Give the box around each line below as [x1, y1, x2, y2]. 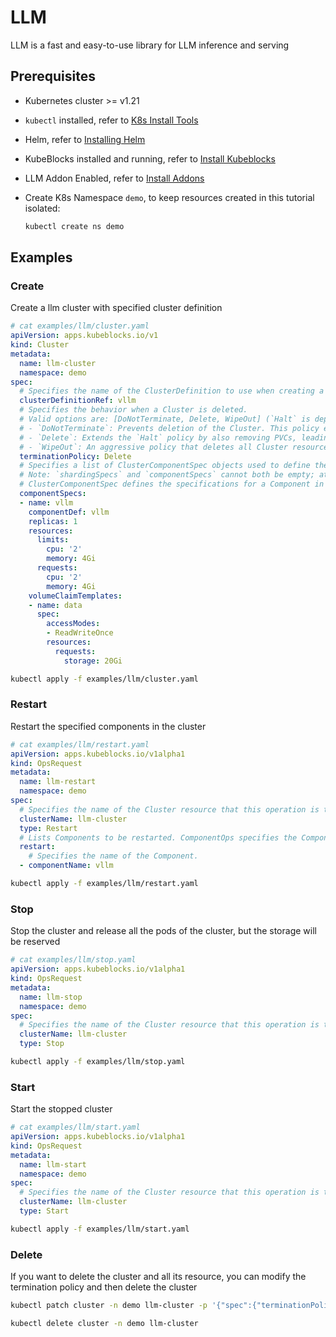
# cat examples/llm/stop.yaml [10, 955, 137, 965]
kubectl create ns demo [24, 221, 125, 231]
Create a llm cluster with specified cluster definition [10, 302, 223, 314]
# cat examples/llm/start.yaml [10, 1122, 141, 1133]
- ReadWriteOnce [46, 628, 114, 638]
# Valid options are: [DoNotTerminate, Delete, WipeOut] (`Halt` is [19, 414, 311, 425]
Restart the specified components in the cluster [10, 720, 207, 732]
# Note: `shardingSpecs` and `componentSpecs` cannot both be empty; [19, 470, 315, 480]
